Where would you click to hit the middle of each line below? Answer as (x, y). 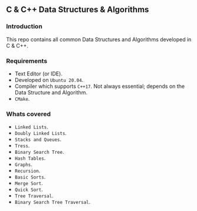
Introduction (24, 27)
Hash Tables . (30, 158)
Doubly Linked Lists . (40, 133)
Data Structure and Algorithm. (51, 92)
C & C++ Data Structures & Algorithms (78, 10)
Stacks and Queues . (38, 139)
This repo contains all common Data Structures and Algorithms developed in (99, 39)
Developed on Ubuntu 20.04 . (49, 80)
